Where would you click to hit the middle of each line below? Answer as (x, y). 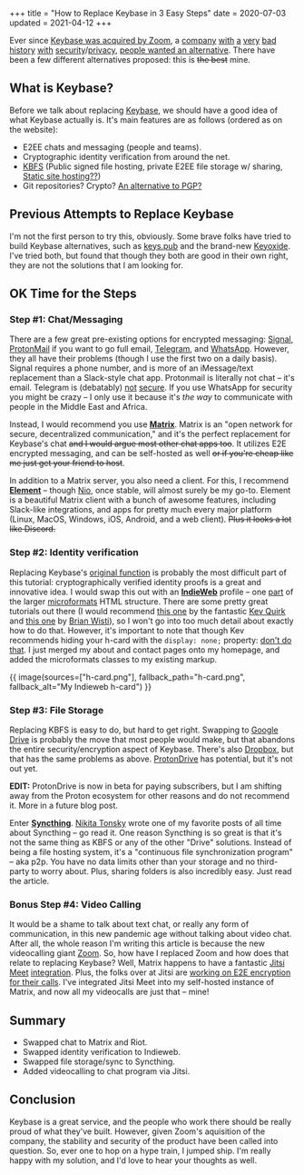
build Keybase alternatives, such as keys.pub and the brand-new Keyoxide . (150, 245)
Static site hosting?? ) (62, 175)
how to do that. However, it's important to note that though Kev (127, 630)
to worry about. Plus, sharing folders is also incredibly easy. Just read (162, 871)
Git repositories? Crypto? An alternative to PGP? (112, 185)
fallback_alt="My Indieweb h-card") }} (81, 686)
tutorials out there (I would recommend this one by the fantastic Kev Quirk (147, 611)
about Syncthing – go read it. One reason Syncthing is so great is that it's (146, 832)
